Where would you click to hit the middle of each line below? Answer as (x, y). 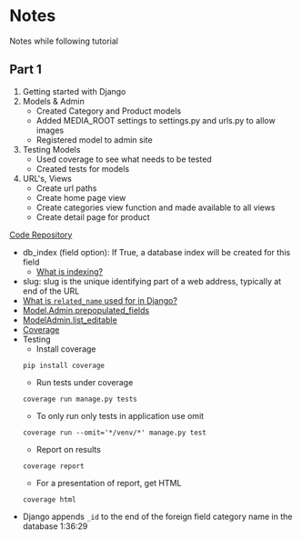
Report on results (69, 449)
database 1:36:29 (55, 526)
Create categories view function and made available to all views (156, 207)
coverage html (49, 499)
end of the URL (51, 291)
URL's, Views (47, 178)
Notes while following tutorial (64, 41)
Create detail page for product (93, 217)
